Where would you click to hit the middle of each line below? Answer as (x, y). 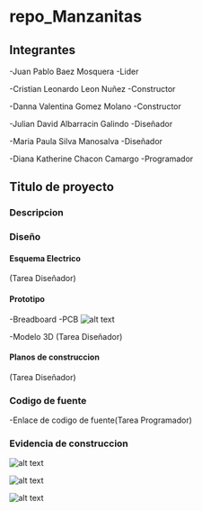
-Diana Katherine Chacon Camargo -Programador (101, 159)
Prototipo (27, 299)
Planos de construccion (55, 357)
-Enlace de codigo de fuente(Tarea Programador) (101, 420)
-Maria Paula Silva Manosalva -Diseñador (86, 141)
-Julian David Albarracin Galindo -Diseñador (91, 124)
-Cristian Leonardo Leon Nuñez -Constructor (92, 89)
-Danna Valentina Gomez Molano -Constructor (96, 106)
